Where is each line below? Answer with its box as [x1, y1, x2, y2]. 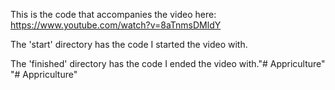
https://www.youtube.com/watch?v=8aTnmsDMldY [10, 19, 222, 31]
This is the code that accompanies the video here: [10, 9, 217, 20]
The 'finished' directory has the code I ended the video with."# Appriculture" [10, 58, 326, 69]
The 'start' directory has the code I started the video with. [10, 39, 248, 50]
